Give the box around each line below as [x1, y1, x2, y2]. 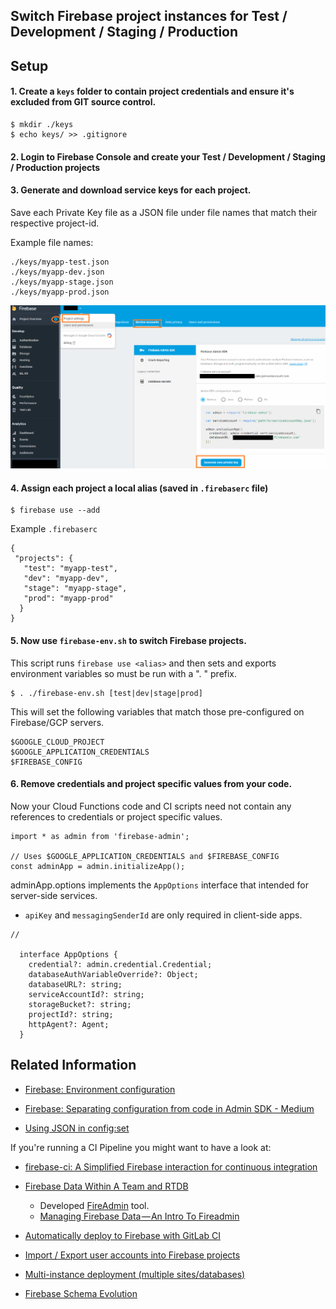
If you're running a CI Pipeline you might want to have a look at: [10, 1141, 272, 1153]
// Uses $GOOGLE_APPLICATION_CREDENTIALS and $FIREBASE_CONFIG [10, 851, 280, 861]
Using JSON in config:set [24, 1122, 130, 1134]
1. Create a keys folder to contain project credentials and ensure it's [10, 85, 295, 98]
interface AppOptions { [19, 949, 118, 959]
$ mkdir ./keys [10, 119, 74, 129]
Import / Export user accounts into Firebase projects [24, 1249, 241, 1261]
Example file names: [10, 236, 94, 248]
